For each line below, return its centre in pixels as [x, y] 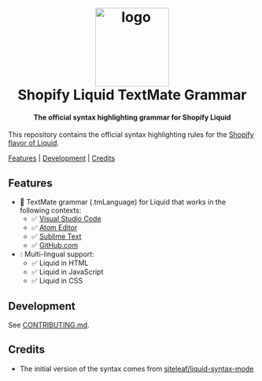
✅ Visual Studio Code [66, 219]
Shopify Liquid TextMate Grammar [132, 95]
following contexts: [50, 210]
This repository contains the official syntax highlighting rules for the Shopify [131, 135]
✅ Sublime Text [56, 237]
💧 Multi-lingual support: [57, 254]
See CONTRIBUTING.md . [49, 325]
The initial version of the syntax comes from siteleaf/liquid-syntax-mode [137, 368]
